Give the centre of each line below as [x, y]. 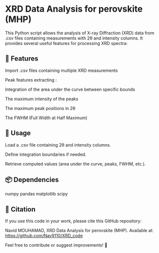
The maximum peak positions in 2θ [40, 108]
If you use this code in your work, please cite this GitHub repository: [73, 221]
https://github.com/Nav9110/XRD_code [44, 236]
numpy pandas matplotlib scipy [37, 194]
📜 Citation [20, 209]
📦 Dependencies [32, 179]
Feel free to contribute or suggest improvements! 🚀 [56, 245]
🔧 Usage [18, 133]
